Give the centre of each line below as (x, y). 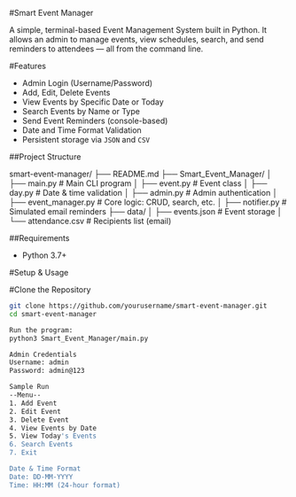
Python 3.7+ (44, 255)
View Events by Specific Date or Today (93, 102)
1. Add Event (33, 403)
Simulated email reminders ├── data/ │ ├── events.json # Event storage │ (146, 211)
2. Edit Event (35, 411)
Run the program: (41, 330)
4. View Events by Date (53, 428)
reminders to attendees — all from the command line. (106, 49)
